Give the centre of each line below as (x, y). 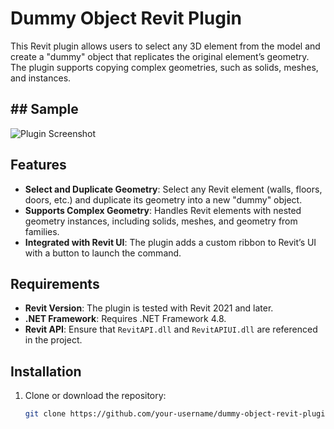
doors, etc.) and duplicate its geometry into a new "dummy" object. (163, 199)
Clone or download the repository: (95, 396)
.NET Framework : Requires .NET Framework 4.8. (125, 319)
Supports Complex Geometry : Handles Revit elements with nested (163, 210)
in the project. (53, 340)
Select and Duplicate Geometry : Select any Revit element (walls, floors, (173, 189)
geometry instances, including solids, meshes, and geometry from (161, 221)
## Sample (44, 109)
